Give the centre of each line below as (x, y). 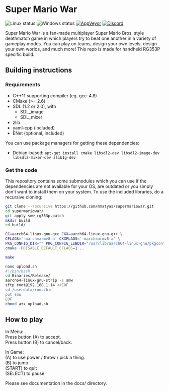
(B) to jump (17, 363)
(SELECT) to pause (25, 373)
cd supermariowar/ (24, 211)
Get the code (21, 170)
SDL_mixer (31, 117)
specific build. (20, 54)
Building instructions (38, 70)
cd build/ (16, 225)
